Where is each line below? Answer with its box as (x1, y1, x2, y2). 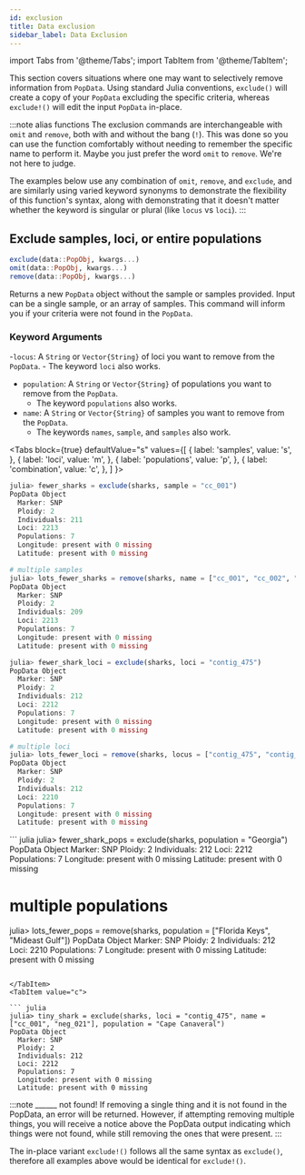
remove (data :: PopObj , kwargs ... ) (9, 272, 136, 281)
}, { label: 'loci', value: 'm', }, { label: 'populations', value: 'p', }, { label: (9, 454, 268, 465)
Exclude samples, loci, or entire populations (9, 231, 262, 246)
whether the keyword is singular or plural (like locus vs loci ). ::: (9, 205, 247, 216)
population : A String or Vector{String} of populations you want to (22, 378, 272, 389)
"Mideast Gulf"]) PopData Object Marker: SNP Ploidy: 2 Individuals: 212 (9, 935, 276, 946)
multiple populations (9, 895, 169, 916)
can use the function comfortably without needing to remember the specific (9, 138, 293, 150)
